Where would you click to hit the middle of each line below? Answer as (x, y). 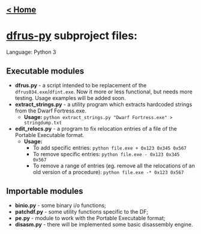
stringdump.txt (43, 123)
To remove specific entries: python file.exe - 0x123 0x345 (106, 154)
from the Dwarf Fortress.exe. (51, 111)
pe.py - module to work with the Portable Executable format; (90, 218)
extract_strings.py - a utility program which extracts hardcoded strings (103, 105)
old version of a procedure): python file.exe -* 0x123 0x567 (108, 172)
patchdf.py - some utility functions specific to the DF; (82, 211)
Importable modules (45, 191)
